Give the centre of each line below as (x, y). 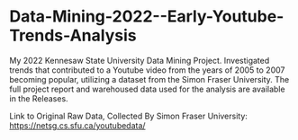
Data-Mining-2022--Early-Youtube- (147, 17)
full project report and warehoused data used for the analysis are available (147, 89)
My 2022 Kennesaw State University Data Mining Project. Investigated (140, 60)
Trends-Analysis (73, 35)
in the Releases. (39, 98)
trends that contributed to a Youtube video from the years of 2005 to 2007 (147, 70)
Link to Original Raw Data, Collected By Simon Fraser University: (128, 116)
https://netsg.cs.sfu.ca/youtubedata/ (77, 125)
